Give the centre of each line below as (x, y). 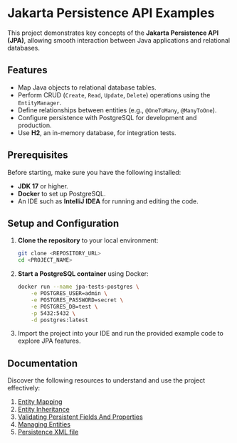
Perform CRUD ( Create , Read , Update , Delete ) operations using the (114, 95)
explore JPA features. (49, 341)
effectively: (24, 388)
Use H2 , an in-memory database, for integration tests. (97, 132)
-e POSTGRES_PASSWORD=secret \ (77, 300)
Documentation (43, 363)
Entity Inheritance (43, 410)
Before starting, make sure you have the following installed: (94, 172)
